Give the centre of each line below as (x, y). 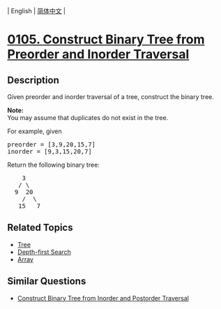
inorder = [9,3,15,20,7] (49, 152)
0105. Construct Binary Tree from (106, 39)
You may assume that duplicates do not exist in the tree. (88, 118)
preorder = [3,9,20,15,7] (52, 145)
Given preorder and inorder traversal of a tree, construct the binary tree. (110, 97)
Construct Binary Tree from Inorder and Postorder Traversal (103, 298)
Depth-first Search (44, 252)
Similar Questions (47, 281)
